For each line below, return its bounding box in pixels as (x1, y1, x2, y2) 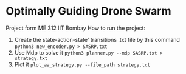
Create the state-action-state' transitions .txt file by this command (14, 36, 181, 43)
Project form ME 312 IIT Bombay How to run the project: (5, 24, 146, 32)
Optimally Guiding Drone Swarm (5, 4, 171, 18)
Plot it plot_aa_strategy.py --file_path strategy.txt (14, 61, 150, 68)
